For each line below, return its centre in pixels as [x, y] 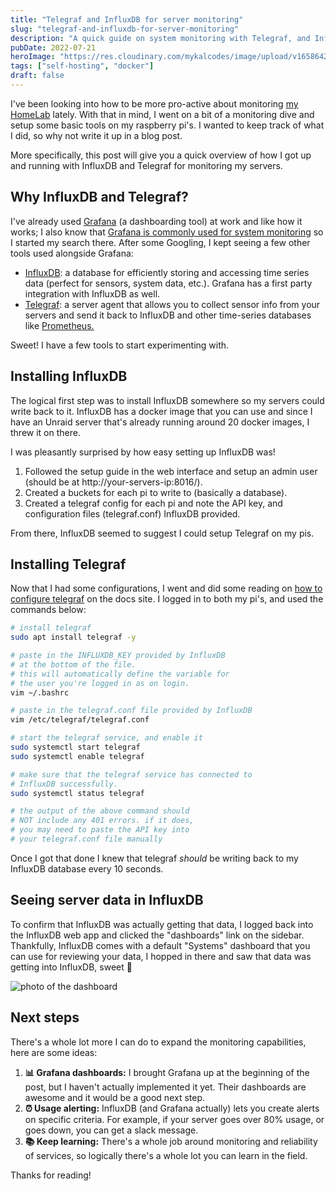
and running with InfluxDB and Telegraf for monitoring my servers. [146, 165]
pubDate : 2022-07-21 [53, 47]
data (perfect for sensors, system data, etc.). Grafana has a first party [168, 283]
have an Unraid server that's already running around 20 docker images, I [160, 422]
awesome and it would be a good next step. [115, 1097]
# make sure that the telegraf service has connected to [131, 774]
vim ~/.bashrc [40, 692]
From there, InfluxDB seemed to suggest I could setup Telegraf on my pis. [162, 533]
